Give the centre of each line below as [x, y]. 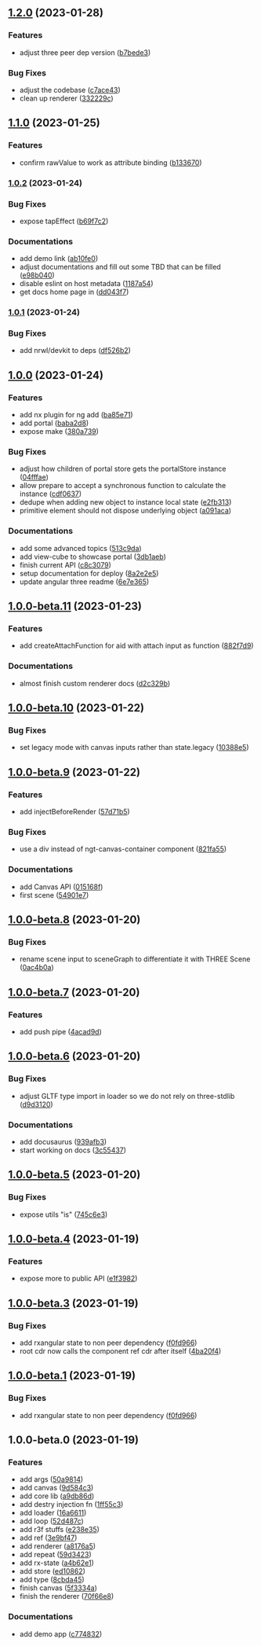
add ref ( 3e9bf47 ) [48, 1538]
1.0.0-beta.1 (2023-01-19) [72, 1376]
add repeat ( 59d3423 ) [55, 1555]
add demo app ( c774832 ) [61, 1633]
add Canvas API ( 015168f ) [61, 887]
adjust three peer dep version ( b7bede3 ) [85, 52]
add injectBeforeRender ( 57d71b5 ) [75, 812]
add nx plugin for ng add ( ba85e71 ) [76, 415]
